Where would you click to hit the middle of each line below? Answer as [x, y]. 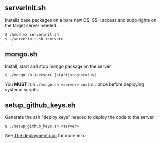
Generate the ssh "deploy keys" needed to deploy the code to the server [80, 117]
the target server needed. [31, 25]
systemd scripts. [22, 89]
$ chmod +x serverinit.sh [32, 34]
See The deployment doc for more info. [45, 136]
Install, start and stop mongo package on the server [58, 66]
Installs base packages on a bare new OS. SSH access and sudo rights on [81, 20]
